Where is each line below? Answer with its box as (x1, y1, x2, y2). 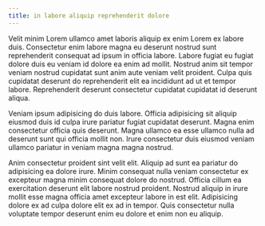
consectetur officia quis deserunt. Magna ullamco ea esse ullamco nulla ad (8, 125, 255, 135)
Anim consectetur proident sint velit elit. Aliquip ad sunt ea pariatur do (8, 157, 238, 168)
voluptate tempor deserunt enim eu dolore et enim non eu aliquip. (8, 208, 223, 218)
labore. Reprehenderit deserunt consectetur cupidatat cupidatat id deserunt (8, 85, 258, 94)
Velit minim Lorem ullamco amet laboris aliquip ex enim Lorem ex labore (8, 34, 244, 43)
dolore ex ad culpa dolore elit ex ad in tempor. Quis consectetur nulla (8, 200, 235, 210)
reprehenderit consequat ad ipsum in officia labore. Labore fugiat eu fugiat (8, 50, 254, 60)
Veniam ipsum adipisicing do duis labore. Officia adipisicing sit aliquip (8, 109, 237, 118)
